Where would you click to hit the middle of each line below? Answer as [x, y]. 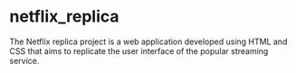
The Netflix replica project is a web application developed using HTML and [148, 41]
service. [24, 60]
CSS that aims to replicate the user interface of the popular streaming [139, 50]
